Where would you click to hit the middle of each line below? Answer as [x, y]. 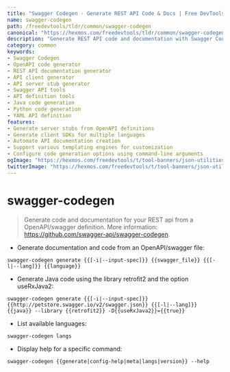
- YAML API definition [39, 115]
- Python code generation [44, 109]
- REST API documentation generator [59, 71]
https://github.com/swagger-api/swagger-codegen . [97, 234]
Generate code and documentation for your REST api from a [108, 220]
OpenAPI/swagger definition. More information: [91, 226]
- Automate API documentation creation [64, 141]
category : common [32, 45]
